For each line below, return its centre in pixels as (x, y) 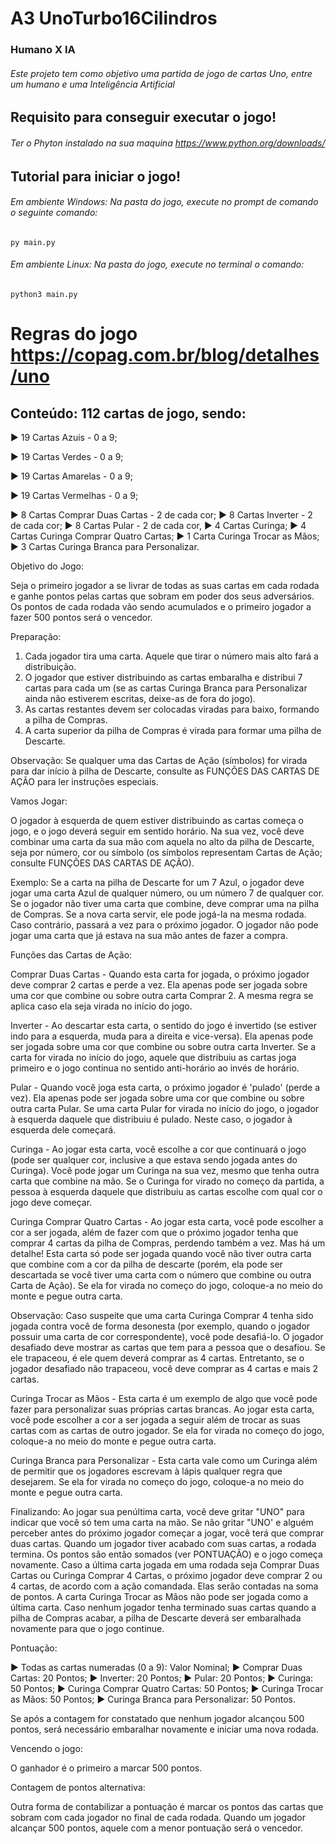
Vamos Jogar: (39, 801)
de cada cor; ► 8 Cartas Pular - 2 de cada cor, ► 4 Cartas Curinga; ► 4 (158, 525)
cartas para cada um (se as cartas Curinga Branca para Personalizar (166, 688)
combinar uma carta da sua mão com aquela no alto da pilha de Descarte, (162, 841)
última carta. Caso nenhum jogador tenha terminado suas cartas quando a (163, 1607)
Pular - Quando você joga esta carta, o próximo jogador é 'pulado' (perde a (165, 1087)
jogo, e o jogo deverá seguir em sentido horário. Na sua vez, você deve (157, 831)
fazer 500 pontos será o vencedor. (81, 617)
